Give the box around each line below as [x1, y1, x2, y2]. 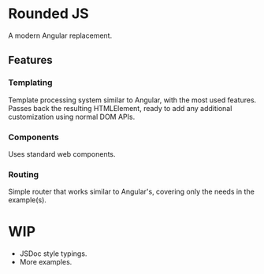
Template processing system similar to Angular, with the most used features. [8, 95, 257, 105]
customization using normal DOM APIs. [8, 112, 136, 121]
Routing [8, 168, 39, 180]
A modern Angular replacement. [8, 31, 113, 40]
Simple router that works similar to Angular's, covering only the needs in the [8, 187, 255, 197]
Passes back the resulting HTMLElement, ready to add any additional [8, 103, 232, 113]
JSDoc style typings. [19, 249, 87, 258]
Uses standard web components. [8, 149, 116, 158]
